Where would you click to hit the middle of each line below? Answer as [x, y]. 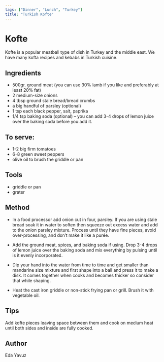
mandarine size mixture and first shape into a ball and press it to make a [85, 270]
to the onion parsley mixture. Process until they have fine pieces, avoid [84, 230]
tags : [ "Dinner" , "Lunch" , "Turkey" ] [44, 10]
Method [17, 208]
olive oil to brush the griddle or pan [48, 160]
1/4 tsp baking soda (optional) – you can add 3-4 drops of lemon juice [83, 116]
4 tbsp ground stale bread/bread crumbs [53, 101]
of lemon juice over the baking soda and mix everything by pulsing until [85, 250]
